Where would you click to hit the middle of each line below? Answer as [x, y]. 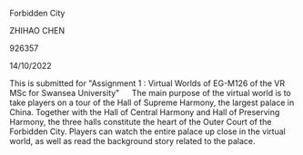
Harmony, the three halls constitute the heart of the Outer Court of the [141, 122]
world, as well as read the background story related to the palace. [133, 141]
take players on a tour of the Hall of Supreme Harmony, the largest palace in [152, 102]
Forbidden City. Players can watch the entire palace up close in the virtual [148, 131]
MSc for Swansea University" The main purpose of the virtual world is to [150, 93]
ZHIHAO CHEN [37, 30]
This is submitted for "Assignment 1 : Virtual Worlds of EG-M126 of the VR [147, 83]
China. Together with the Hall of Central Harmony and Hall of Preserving [145, 112]
